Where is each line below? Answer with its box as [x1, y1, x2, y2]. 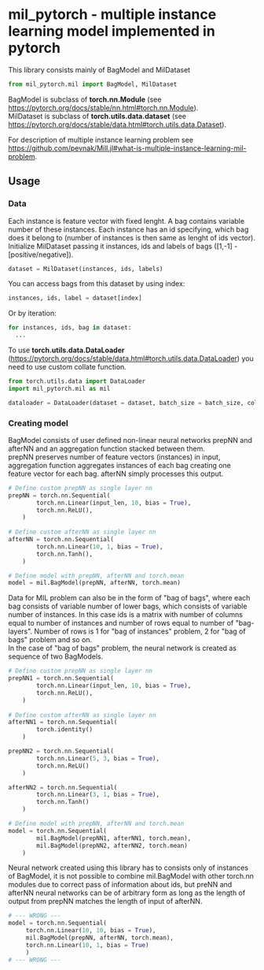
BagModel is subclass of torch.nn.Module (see [8, 95, 162, 104]
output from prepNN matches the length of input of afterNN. [8, 897, 203, 906]
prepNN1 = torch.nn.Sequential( [8, 675, 114, 682]
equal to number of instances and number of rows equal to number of [8, 619, 234, 628]
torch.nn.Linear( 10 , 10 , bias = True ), [25, 927, 156, 935]
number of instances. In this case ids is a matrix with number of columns [8, 610, 244, 619]
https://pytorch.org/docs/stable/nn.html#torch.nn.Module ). [8, 102, 199, 112]
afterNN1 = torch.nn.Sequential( [8, 719, 118, 727]
